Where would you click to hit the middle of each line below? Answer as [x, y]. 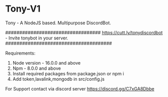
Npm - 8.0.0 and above [37, 68]
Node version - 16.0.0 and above [47, 63]
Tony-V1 [23, 9]
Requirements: [20, 53]
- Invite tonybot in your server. [37, 38]
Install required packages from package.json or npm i [68, 73]
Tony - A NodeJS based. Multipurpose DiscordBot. [58, 23]
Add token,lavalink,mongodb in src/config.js [58, 79]
